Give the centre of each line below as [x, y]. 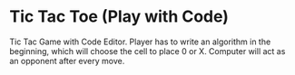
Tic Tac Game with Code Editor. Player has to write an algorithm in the [140, 42]
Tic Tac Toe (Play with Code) [119, 17]
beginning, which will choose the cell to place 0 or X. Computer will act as [147, 51]
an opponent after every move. [67, 61]
